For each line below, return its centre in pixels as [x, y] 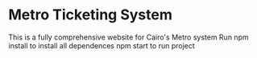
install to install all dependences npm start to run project [102, 45]
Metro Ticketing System [91, 15]
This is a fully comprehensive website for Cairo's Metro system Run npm [128, 37]
